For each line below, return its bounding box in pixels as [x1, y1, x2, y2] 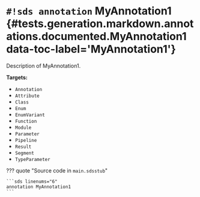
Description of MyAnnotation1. [6, 62, 81, 69]
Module [14, 125, 32, 131]
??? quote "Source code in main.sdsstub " [6, 166, 108, 174]
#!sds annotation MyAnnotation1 [6, 4, 172, 18]
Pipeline [14, 137, 37, 143]
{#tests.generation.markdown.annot [6, 17, 194, 31]
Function [14, 118, 37, 124]
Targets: [6, 74, 28, 81]
